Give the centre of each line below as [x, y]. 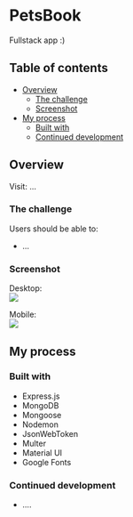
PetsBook [45, 16]
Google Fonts [47, 462]
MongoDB [40, 405]
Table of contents [59, 68]
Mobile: [23, 315]
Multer [34, 443]
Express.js [41, 396]
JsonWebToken [50, 433]
